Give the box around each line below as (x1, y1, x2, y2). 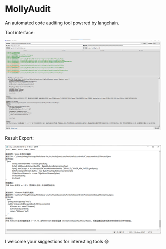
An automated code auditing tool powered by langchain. (5, 20, 120, 26)
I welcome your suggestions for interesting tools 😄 (5, 238, 109, 244)
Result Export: (5, 135, 34, 141)
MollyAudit (5, 3, 51, 15)
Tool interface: (5, 29, 35, 35)
